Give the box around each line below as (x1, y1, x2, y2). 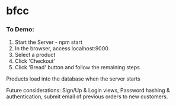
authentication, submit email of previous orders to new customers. (6, 93, 168, 100)
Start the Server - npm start (14, 38, 83, 46)
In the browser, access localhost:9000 (14, 45, 108, 52)
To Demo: (6, 25, 34, 34)
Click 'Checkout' (14, 57, 56, 65)
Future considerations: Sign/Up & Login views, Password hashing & (6, 87, 170, 94)
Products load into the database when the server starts (6, 75, 140, 82)
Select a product (14, 52, 56, 59)
